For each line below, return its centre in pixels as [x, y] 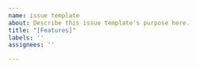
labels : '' [26, 38]
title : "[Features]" [42, 30]
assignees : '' [32, 45]
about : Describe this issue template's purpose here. [99, 23]
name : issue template [44, 15]
